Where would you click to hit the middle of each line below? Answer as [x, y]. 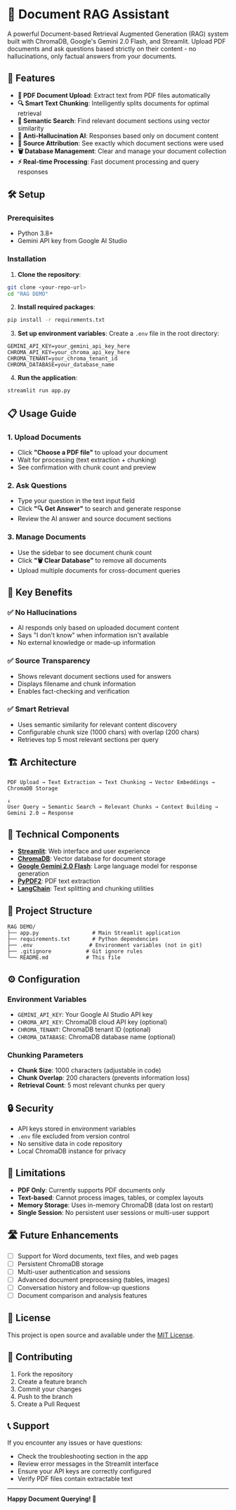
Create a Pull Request [49, 1404]
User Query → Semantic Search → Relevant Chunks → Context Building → [113, 807]
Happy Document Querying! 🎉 [52, 1499]
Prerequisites [31, 219]
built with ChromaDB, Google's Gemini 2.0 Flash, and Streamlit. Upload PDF [117, 41]
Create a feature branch [52, 1381]
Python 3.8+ [35, 233]
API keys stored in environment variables [77, 1129]
